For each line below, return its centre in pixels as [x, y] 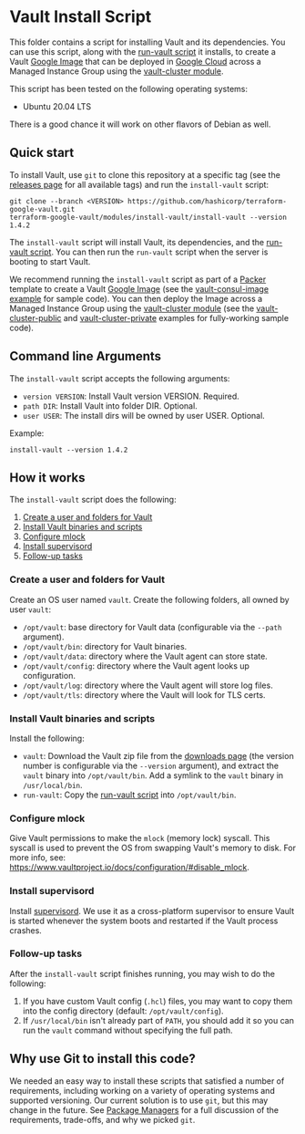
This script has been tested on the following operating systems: [129, 88]
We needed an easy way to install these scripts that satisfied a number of [147, 1081]
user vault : [30, 609]
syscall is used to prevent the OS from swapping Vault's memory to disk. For [153, 848]
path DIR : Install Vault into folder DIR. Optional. [110, 406]
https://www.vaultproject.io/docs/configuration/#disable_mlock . [130, 868]
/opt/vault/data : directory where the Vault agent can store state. [145, 656]
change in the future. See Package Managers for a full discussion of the [144, 1109]
